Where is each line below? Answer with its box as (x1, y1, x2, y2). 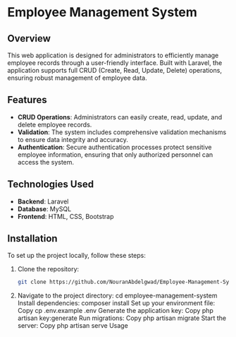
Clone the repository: (17, 265, 80, 273)
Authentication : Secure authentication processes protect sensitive (17, 143, 212, 151)
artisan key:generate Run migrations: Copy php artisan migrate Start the (17, 314, 227, 322)
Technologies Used (7, 178, 94, 191)
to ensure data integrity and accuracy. (17, 135, 128, 143)
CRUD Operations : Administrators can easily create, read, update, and (17, 112, 223, 121)
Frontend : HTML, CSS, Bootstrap (17, 212, 114, 220)
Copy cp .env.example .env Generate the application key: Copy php (17, 307, 213, 315)
